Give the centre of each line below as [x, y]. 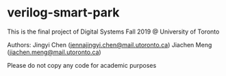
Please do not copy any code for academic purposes [82, 65]
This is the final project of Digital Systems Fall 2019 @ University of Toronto [113, 31]
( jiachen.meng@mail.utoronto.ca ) [54, 52]
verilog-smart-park [63, 13]
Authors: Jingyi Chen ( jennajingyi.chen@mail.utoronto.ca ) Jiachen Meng [110, 45]
